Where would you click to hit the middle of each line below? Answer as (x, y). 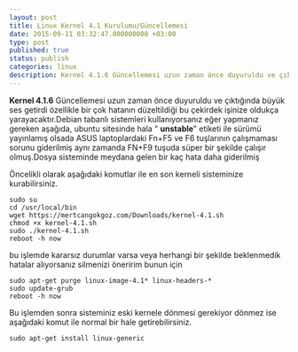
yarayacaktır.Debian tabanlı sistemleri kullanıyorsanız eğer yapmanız (134, 119)
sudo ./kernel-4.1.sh (49, 231)
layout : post (33, 17)
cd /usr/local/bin (43, 207)
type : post (29, 42)
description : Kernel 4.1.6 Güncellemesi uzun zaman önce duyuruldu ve (142, 75)
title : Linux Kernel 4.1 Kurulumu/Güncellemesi (99, 26)
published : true (39, 51)
